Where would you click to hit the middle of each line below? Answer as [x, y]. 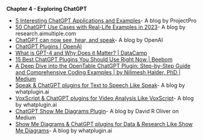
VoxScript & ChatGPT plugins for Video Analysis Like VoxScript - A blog [105, 98]
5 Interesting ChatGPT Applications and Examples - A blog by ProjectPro [106, 20]
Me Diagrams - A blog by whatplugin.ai [64, 131]
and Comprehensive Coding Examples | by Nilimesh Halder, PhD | [98, 72]
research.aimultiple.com [46, 33]
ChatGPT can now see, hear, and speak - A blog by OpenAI [89, 40]
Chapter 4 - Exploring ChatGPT [47, 9]
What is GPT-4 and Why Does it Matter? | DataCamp [81, 53]
